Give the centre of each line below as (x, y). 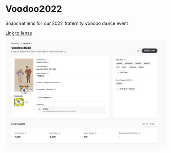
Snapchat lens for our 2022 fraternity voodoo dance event (67, 23)
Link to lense (19, 33)
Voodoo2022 (34, 9)
